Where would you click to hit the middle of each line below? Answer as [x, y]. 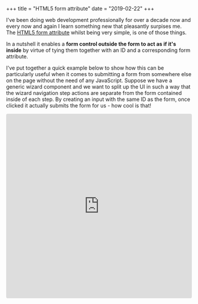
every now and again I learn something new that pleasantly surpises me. [94, 26]
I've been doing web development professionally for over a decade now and [99, 20]
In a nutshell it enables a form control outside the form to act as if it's [91, 44]
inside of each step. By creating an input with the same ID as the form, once [98, 99]
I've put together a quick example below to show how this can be [85, 68]
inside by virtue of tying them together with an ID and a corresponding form [98, 50]
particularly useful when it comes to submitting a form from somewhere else [99, 74]
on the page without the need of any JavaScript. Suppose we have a [89, 80]
